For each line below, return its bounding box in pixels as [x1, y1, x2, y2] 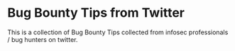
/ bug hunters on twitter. [7, 35, 78, 43]
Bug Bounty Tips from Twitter [7, 5, 185, 21]
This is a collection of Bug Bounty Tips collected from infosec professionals [7, 28, 229, 36]
